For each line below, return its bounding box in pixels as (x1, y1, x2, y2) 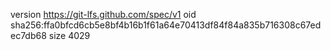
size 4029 (48, 30, 91, 41)
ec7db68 (10, 30, 47, 41)
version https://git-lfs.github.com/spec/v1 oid (10, 9, 197, 20)
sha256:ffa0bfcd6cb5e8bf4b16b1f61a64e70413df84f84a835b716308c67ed (10, 19, 322, 31)
